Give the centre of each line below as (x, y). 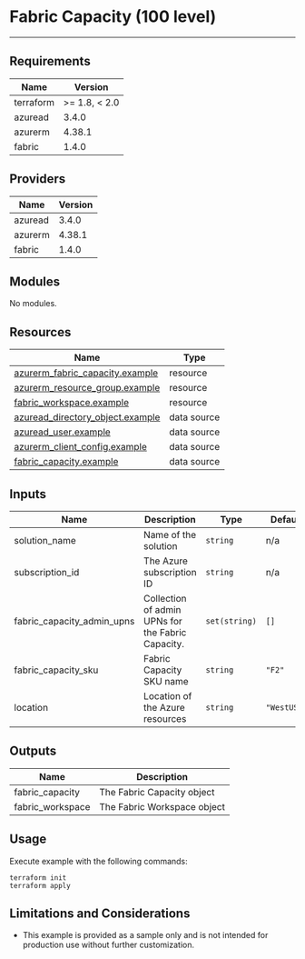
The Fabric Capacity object (157, 792)
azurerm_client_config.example (80, 447)
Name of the (170, 535)
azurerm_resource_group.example (87, 388)
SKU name (166, 681)
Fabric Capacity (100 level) (113, 17)
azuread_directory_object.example (87, 417)
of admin (162, 609)
